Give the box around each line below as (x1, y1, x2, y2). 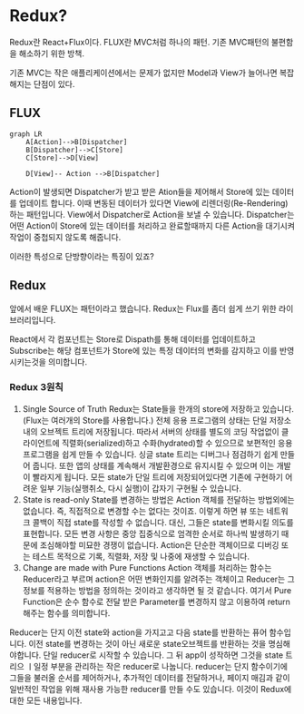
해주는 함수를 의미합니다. (22, 607, 111, 618)
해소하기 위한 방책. (18, 47, 84, 59)
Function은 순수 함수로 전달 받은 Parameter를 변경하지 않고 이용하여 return (22, 596, 290, 607)
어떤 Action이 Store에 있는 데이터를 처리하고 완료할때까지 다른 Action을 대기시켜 (9, 220, 295, 231)
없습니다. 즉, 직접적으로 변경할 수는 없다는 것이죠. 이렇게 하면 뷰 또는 (22, 505, 265, 516)
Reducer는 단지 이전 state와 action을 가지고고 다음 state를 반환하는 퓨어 (9, 627, 268, 638)
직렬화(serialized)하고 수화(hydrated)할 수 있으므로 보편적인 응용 (62, 437, 293, 448)
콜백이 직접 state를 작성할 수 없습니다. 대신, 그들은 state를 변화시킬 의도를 (32, 516, 294, 527)
